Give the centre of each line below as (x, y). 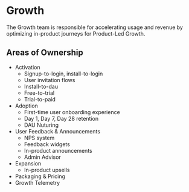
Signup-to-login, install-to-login (63, 74)
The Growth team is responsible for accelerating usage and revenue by (94, 27)
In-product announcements (58, 150)
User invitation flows (50, 80)
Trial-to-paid (40, 99)
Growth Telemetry (37, 182)
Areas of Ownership (45, 53)
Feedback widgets (47, 144)
